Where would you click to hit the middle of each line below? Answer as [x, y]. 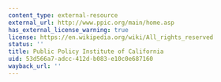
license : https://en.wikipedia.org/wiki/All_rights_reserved [111, 37]
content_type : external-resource [63, 15]
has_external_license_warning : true [68, 30]
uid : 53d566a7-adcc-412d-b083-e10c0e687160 [81, 59]
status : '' [26, 45]
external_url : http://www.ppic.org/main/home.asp [92, 23]
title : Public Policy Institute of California [86, 52]
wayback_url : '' [35, 66]
